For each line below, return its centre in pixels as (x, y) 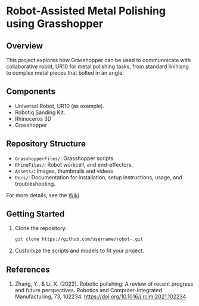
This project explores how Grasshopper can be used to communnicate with (99, 60)
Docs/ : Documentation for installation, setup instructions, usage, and (99, 177)
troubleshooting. (35, 183)
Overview (25, 46)
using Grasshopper (55, 24)
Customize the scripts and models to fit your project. (79, 251)
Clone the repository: (41, 228)
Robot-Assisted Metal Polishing (86, 11)
